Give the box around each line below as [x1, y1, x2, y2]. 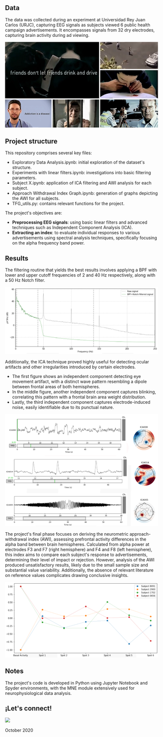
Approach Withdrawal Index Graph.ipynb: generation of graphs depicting [12, 190, 158, 196]
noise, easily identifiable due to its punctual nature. [12, 405, 114, 410]
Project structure [5, 137, 58, 145]
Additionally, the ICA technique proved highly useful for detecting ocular [5, 359, 149, 365]
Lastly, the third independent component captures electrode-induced [12, 399, 150, 405]
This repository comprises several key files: [5, 150, 92, 156]
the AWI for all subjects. [12, 196, 60, 201]
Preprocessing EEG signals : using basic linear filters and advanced [12, 219, 147, 225]
